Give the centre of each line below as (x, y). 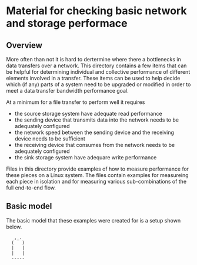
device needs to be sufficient (50, 139)
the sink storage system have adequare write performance (86, 157)
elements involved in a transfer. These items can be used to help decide (93, 78)
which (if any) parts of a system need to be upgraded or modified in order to (98, 84)
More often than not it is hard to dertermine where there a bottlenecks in (94, 59)
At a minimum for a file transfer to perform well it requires (76, 102)
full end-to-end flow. (31, 188)
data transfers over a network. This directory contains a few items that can (96, 66)
